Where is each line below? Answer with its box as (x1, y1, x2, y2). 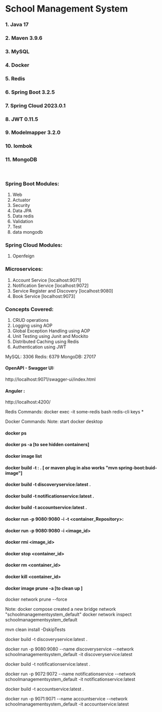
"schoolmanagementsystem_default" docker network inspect (5, 611, 132, 617)
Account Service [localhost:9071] (12, 277, 81, 283)
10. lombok (5, 143, 33, 150)
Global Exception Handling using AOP (12, 328, 90, 334)
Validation (12, 219, 34, 224)
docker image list (5, 453, 42, 459)
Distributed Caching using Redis (12, 338, 79, 344)
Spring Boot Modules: (5, 180, 59, 187)
